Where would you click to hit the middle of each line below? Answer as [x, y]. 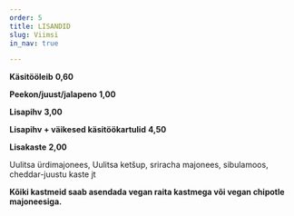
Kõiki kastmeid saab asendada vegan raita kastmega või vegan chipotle [147, 192]
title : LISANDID [40, 26]
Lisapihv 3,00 [36, 112]
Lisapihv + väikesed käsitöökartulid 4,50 [88, 130]
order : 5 [26, 18]
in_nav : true [34, 43]
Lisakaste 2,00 [39, 147]
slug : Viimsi [34, 34]
